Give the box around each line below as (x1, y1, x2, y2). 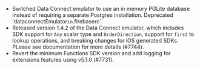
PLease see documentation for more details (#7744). (12, 43, 144, 50)
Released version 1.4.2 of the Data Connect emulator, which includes (12, 24, 184, 31)
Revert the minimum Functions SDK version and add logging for (12, 50, 171, 56)
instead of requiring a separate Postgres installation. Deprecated (12, 11, 174, 19)
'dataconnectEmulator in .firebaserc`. (12, 18, 103, 25)
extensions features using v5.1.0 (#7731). (12, 56, 114, 63)
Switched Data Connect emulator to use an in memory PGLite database (12, 5, 190, 12)
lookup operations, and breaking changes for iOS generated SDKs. (12, 37, 179, 44)
